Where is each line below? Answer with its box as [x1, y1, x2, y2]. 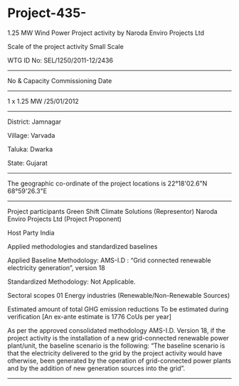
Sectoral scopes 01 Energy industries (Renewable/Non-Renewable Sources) [7, 291, 230, 299]
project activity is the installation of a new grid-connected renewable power [7, 333, 229, 342]
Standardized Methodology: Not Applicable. [7, 277, 136, 286]
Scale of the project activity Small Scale [7, 42, 124, 50]
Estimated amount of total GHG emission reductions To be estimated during [7, 304, 229, 313]
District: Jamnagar [7, 117, 62, 126]
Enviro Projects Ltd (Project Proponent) [7, 215, 122, 223]
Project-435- [7, 5, 87, 21]
